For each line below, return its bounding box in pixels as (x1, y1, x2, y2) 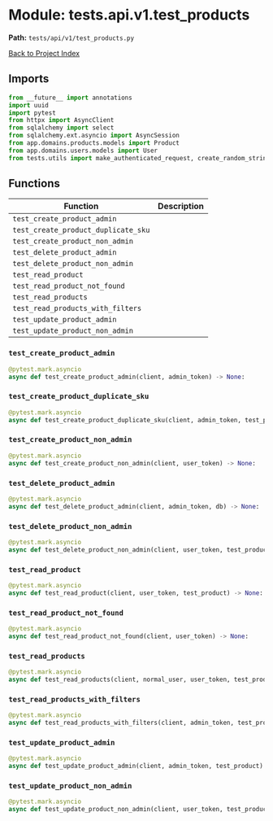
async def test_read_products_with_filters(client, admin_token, (8, 718, 234, 727)
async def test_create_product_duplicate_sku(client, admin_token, (8, 416, 242, 424)
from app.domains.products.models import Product (8, 139, 180, 147)
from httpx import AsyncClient (8, 116, 115, 124)
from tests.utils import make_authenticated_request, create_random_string (8, 154, 271, 162)
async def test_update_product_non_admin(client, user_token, (8, 806, 223, 814)
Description (158, 201, 205, 212)
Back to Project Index (8, 48, 80, 58)
